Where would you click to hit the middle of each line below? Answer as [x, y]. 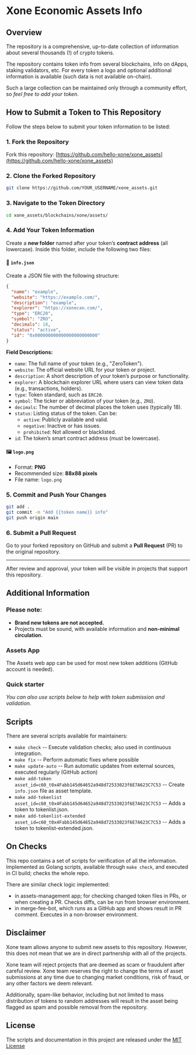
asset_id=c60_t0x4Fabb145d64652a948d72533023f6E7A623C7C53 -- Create [99, 785]
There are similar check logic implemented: [58, 884]
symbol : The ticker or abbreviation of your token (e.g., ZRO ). [85, 401]
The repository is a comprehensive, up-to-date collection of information [92, 46]
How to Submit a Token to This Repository [84, 112]
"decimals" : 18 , [31, 325]
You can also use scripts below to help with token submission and [85, 697]
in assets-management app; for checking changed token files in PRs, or [100, 896]
